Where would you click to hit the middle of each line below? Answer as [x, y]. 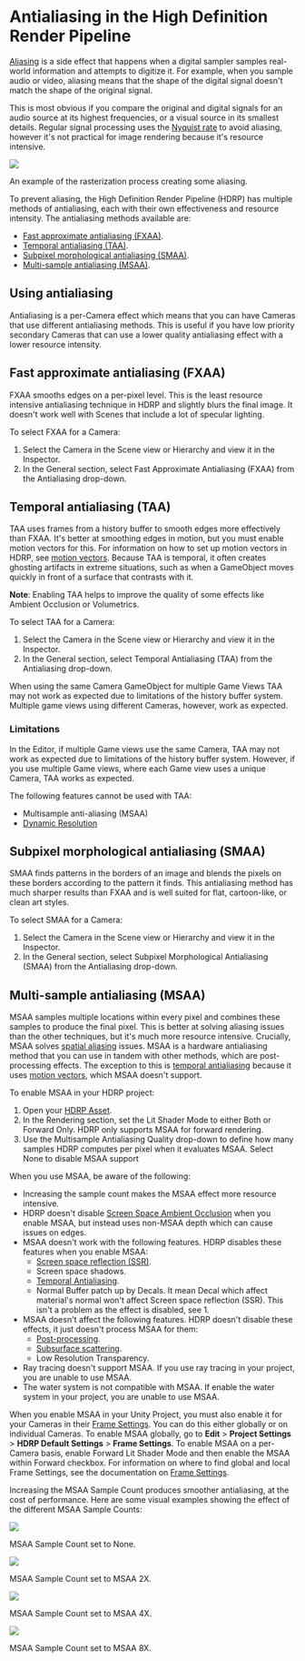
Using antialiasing [61, 293]
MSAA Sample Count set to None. [73, 1545]
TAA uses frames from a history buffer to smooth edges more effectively [145, 528]
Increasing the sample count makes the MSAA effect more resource [149, 1194]
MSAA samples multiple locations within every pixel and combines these [145, 1017]
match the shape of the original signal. [81, 90]
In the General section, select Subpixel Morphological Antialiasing [145, 957]
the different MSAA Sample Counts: [76, 1510]
